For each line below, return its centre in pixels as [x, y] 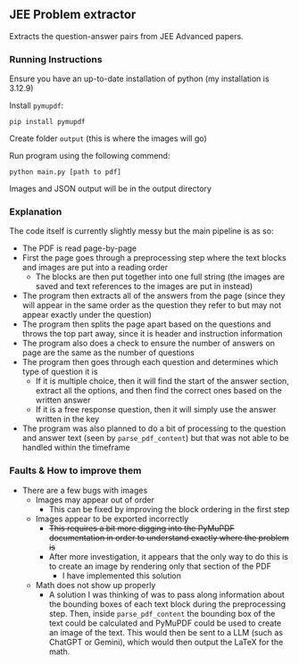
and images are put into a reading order [95, 268]
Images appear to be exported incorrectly [112, 519]
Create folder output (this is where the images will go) [108, 138]
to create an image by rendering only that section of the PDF [160, 566]
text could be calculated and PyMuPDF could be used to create [165, 623]
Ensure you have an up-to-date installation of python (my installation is [139, 79]
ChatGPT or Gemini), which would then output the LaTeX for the [166, 642]
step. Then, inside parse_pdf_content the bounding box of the [162, 613]
